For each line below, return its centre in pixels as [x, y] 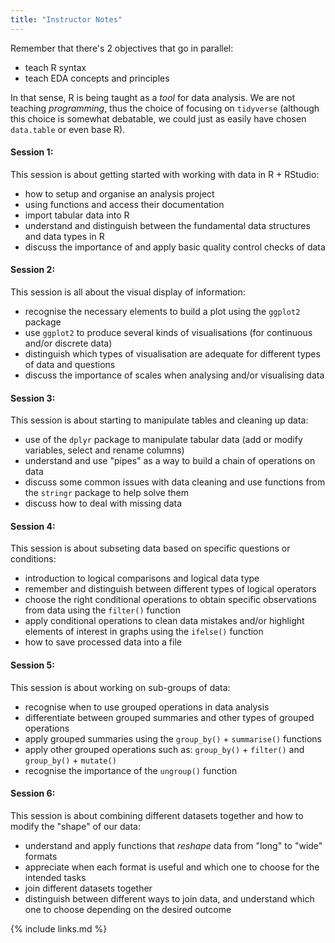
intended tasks [55, 877]
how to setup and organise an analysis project [119, 193]
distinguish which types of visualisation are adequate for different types [172, 354]
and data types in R [64, 236]
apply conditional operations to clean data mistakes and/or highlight [164, 621]
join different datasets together [88, 888]
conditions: [33, 559]
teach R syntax [55, 67]
